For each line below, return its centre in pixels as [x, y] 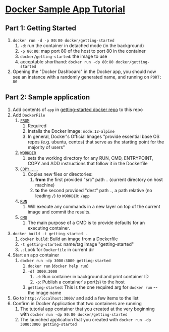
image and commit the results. [59, 212]
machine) [45, 185]
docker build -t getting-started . [50, 234]
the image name [44, 292]
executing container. [49, 228]
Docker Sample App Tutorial [65, 9]
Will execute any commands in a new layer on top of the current [94, 206]
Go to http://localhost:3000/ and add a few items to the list [75, 298]
